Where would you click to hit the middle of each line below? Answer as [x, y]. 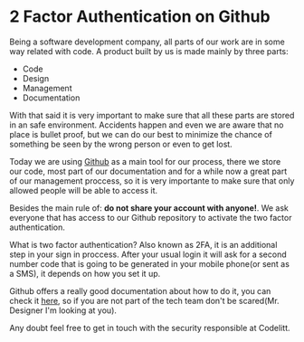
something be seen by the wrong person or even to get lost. [121, 144]
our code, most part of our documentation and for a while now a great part [148, 171]
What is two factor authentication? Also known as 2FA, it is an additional [143, 244]
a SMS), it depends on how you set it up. [85, 273]
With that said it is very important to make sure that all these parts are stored [152, 115]
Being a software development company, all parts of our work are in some [147, 42]
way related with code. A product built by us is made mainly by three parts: [149, 51]
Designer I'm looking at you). [63, 310]
